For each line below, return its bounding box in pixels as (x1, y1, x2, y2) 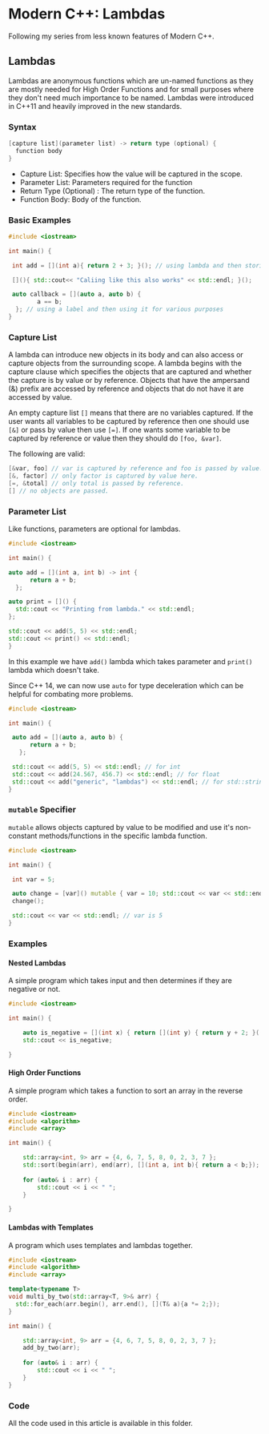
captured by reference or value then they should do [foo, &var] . (8, 433, 222, 443)
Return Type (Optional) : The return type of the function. (19, 186, 206, 195)
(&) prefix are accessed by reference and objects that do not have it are (8, 384, 244, 393)
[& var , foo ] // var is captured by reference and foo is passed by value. (8, 465, 263, 473)
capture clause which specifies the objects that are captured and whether (8, 367, 252, 377)
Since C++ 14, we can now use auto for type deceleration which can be (8, 680, 244, 690)
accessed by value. (8, 393, 73, 402)
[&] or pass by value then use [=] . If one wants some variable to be (8, 425, 231, 435)
